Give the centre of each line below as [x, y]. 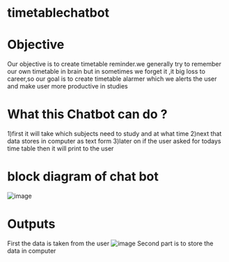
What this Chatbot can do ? [87, 115]
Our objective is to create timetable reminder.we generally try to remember [114, 64]
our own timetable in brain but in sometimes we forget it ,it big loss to [106, 72]
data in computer [32, 251]
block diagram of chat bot [83, 177]
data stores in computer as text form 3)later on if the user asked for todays [114, 141]
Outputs [31, 224]
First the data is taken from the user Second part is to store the [110, 243]
